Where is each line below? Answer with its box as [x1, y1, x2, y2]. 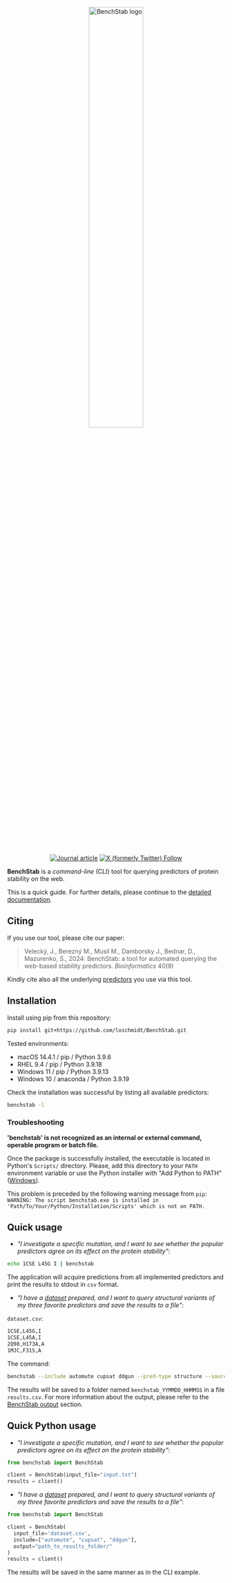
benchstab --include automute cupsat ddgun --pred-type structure [7, 1372, 202, 1380]
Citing [7, 915, 34, 927]
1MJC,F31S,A [7, 1347, 41, 1354]
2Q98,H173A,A [7, 1341, 45, 1348]
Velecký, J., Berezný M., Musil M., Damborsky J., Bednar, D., [23, 946, 195, 955]
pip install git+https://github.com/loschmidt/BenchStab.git [7, 1027, 187, 1033]
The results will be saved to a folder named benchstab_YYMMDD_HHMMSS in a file [7, 1385, 225, 1394]
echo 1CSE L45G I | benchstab [7, 1261, 95, 1268]
